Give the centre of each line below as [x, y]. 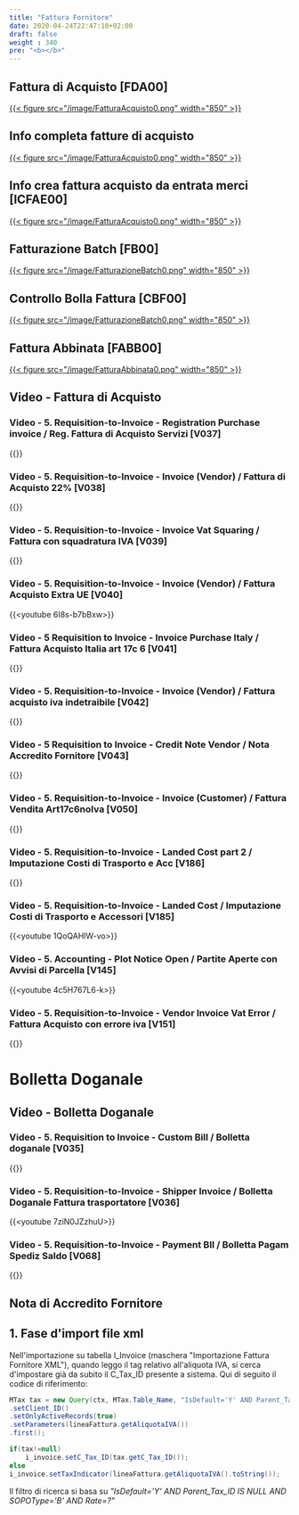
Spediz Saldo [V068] [55, 1256]
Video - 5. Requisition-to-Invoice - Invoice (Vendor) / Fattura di [148, 476]
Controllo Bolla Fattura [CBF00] [98, 298]
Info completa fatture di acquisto [101, 136]
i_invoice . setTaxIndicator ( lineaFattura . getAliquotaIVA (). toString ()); [145, 1474]
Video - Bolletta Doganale [81, 1112]
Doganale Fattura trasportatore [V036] [95, 1202]
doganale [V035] [47, 1149]
